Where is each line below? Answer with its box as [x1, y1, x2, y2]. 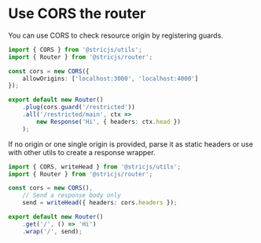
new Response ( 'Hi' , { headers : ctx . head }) [36, 118, 181, 125]
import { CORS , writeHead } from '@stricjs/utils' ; [8, 162, 181, 171]
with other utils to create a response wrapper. [8, 147, 156, 157]
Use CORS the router [8, 5, 146, 23]
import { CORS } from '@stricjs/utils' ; [8, 45, 143, 53]
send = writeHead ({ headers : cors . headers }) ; [22, 199, 178, 207]
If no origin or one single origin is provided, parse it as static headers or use [8, 139, 254, 149]
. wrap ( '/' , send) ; [22, 227, 83, 235]
